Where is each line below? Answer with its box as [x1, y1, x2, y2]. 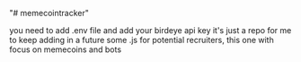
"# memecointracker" [9, 8, 90, 18]
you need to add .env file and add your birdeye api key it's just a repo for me [9, 25, 292, 35]
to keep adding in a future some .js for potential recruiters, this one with [9, 35, 274, 45]
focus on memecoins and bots [9, 44, 122, 55]
